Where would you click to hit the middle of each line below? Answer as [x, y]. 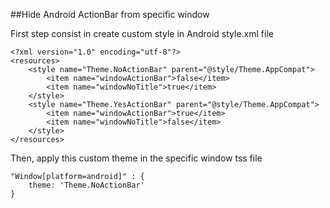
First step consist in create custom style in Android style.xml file [142, 33]
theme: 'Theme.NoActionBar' [86, 185]
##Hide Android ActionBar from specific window [110, 14]
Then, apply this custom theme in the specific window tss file [136, 158]
